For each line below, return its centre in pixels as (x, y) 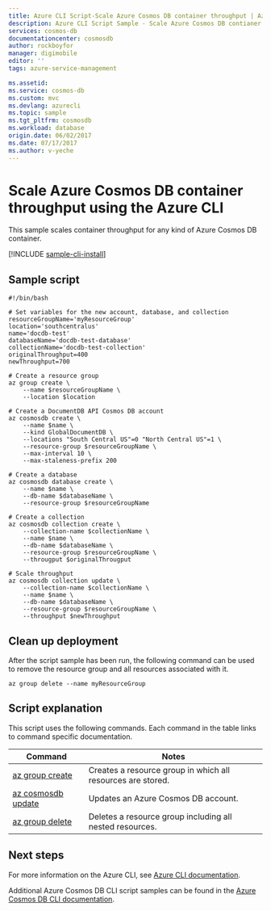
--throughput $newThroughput (72, 616)
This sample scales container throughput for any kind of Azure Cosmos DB (133, 230)
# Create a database (43, 475)
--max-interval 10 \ (57, 454)
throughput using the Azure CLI (116, 208)
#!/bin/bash (28, 298)
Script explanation (56, 709)
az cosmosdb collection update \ (65, 581)
